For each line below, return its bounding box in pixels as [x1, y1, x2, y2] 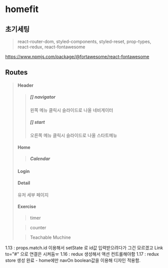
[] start [30, 119, 45, 125]
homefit [5, 4, 39, 15]
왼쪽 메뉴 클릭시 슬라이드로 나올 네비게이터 [30, 107, 114, 113]
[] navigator [30, 94, 56, 100]
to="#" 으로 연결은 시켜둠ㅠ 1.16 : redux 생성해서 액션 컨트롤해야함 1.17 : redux [5, 251, 159, 257]
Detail [17, 180, 31, 186]
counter [30, 224, 47, 230]
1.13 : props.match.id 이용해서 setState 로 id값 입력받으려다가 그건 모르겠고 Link [5, 244, 163, 250]
